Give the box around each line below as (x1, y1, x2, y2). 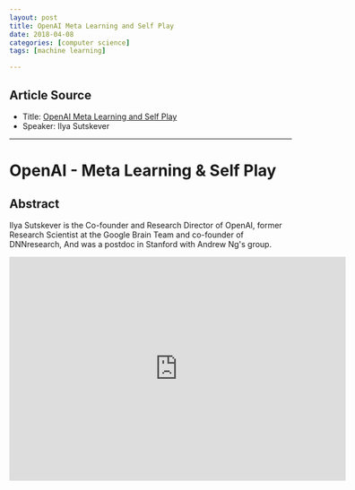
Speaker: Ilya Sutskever (22, 120, 110, 131)
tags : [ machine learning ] (9, 47, 106, 56)
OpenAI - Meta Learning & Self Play (9, 160, 277, 181)
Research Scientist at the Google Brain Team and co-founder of (9, 229, 245, 240)
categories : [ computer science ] (9, 38, 130, 47)
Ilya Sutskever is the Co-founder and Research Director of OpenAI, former (9, 219, 282, 230)
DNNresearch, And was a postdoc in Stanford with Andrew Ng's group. (9, 238, 272, 249)
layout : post (9, 13, 58, 22)
